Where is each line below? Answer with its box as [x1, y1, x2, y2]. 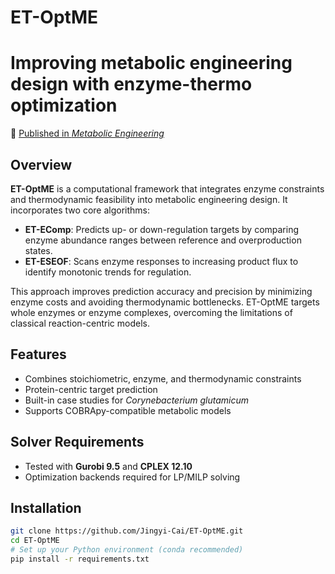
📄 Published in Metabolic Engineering [10, 127, 165, 140]
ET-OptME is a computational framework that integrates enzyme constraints [10, 182, 325, 195]
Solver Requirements [10, 434, 145, 451]
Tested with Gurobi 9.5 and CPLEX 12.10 [24, 460, 193, 472]
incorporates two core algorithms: [10, 204, 151, 216]
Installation [10, 499, 82, 516]
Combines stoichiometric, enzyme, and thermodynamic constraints [24, 372, 302, 385]
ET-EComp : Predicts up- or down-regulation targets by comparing [24, 223, 300, 235]
